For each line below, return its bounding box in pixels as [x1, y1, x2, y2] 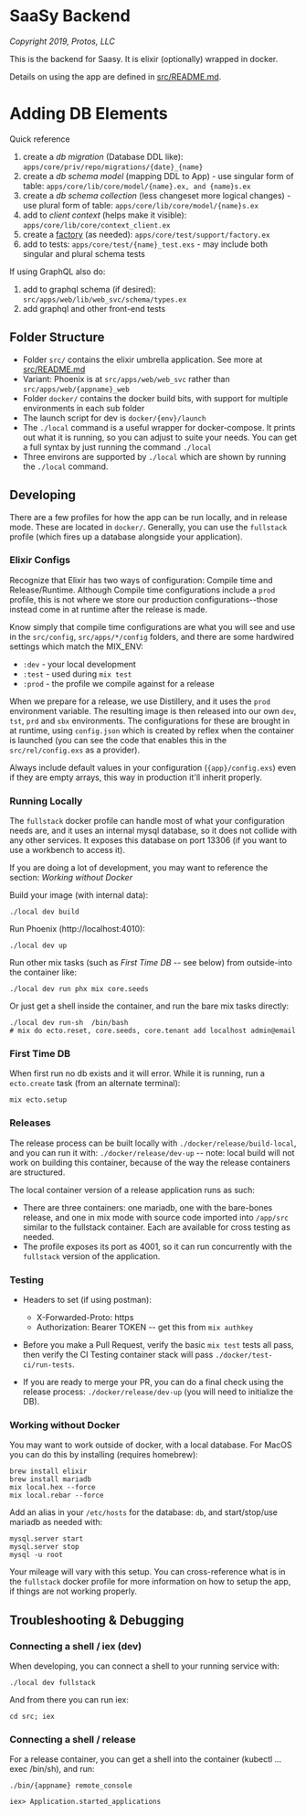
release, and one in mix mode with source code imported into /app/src [22, 1212, 290, 1222]
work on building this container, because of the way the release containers [9, 1157, 290, 1168]
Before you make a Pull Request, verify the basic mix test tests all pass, [22, 1339, 294, 1350]
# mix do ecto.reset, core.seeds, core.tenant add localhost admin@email [9, 1026, 297, 1036]
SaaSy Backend [9, 5, 131, 27]
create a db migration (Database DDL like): [22, 151, 184, 162]
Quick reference [9, 133, 70, 144]
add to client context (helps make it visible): [22, 209, 187, 220]
